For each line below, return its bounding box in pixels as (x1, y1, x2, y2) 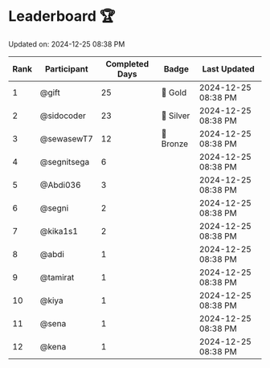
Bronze (161, 138, 189, 149)
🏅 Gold (161, 87, 187, 98)
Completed (105, 58, 149, 69)
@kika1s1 (39, 225, 79, 236)
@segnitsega (39, 156, 90, 167)
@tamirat (39, 272, 75, 283)
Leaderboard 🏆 (8, 7, 116, 26)
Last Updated (202, 63, 255, 74)
